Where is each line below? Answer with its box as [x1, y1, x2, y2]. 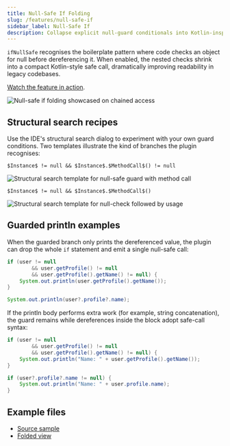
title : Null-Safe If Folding [7, 10, 90, 17]
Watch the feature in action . [7, 83, 86, 91]
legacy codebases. [7, 70, 61, 78]
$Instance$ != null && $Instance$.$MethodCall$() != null [7, 163, 176, 169]
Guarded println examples [7, 220, 120, 231]
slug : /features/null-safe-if [7, 16, 94, 23]
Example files [7, 406, 66, 418]
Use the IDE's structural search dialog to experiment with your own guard [7, 134, 214, 143]
